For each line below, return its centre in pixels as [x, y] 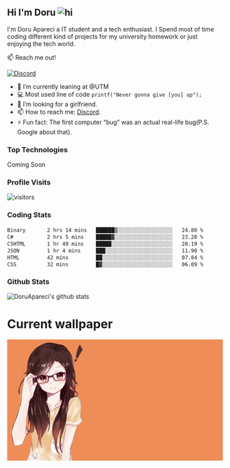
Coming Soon [26, 164]
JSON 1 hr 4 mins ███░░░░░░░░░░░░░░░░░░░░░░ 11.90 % [105, 251]
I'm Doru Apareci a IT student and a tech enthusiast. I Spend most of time [111, 29]
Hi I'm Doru [31, 13]
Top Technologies [38, 149]
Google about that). [44, 132]
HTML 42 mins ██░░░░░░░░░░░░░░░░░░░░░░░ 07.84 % [105, 258]
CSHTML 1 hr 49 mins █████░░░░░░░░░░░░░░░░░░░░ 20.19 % [105, 244]
